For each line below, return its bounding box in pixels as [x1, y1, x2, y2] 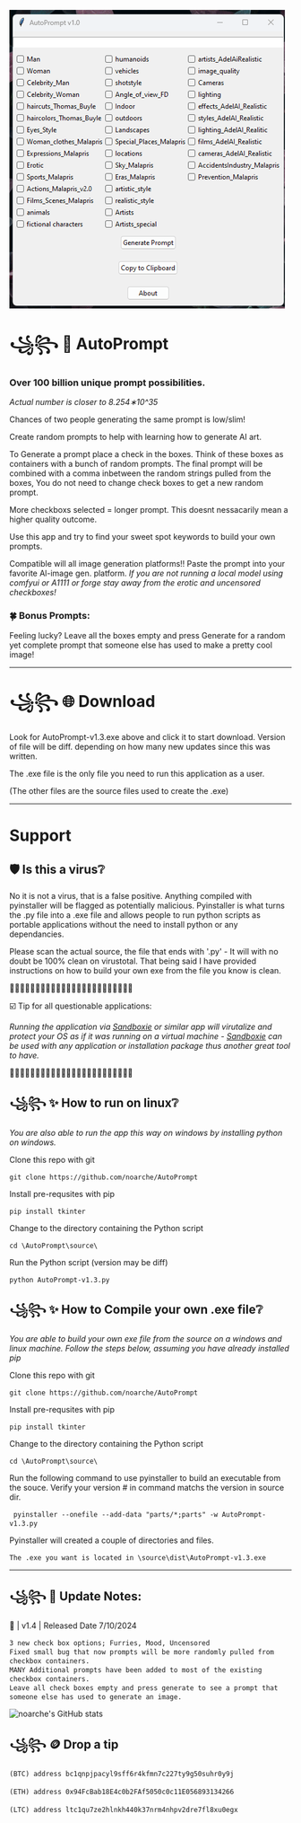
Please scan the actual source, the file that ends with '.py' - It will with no [9, 946, 279, 956]
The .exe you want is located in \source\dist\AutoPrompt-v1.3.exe [9, 1554, 267, 1563]
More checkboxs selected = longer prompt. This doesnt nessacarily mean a [9, 505, 288, 515]
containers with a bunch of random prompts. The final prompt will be [9, 459, 263, 470]
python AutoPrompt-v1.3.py [9, 1275, 110, 1284]
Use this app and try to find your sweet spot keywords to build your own [9, 532, 276, 542]
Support [9, 825, 72, 845]
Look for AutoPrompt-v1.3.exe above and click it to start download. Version [9, 731, 286, 742]
